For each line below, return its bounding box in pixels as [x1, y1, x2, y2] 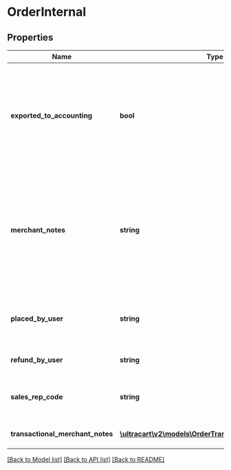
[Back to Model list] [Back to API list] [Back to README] [7, 456, 165, 463]
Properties [7, 32, 54, 43]
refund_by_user [10, 355, 63, 365]
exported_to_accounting [10, 111, 93, 120]
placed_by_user [10, 314, 63, 323]
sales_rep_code [10, 392, 63, 401]
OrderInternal [7, 4, 87, 20]
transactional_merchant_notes [10, 429, 113, 438]
